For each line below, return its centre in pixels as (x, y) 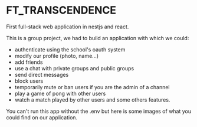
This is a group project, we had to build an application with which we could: (98, 38)
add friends (29, 62)
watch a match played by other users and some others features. (92, 100)
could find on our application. (42, 117)
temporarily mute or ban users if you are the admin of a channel (92, 87)
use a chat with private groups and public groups (74, 68)
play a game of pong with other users (60, 93)
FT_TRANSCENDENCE (61, 10)
